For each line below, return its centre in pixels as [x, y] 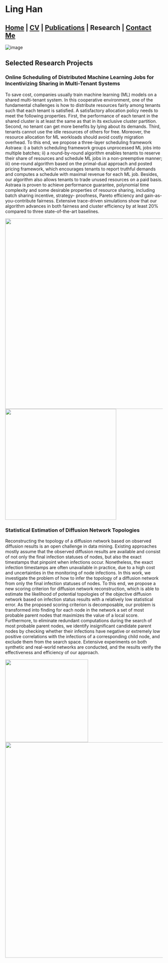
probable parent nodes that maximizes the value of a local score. [72, 615]
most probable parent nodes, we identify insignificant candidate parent [78, 626]
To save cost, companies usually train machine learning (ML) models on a [81, 94]
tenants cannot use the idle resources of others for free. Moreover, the [78, 131]
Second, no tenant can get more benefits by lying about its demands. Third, [83, 126]
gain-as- [153, 195]
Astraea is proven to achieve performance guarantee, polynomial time [77, 185]
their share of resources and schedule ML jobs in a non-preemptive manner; [84, 158]
